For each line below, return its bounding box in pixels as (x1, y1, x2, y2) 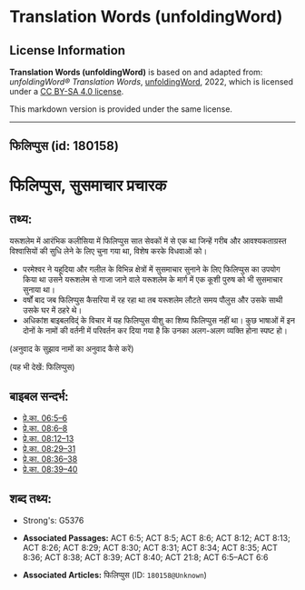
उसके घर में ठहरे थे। (22, 305, 83, 315)
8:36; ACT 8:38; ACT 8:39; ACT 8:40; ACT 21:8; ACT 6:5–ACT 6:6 (22, 552, 269, 563)
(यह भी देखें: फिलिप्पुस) (9, 362, 75, 373)
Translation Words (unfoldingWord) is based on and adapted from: (9, 66, 263, 77)
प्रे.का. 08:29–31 (22, 444, 76, 455)
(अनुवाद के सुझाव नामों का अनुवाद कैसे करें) (9, 344, 134, 355)
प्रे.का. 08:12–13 (22, 434, 74, 445)
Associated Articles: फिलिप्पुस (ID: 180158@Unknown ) (22, 570, 207, 581)
